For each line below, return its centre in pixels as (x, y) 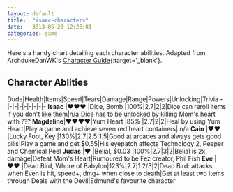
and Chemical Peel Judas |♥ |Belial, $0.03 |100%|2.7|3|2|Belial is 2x (106, 152)
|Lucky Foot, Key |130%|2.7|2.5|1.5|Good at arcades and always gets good (114, 136)
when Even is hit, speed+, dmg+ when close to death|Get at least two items (116, 173)
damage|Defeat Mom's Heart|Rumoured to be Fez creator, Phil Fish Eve (110, 158)
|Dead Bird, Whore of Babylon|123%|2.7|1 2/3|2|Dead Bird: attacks (117, 166)
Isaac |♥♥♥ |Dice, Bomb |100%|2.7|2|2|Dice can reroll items (137, 107)
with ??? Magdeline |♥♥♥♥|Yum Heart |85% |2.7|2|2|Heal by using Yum (114, 121)
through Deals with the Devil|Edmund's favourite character (91, 181)
